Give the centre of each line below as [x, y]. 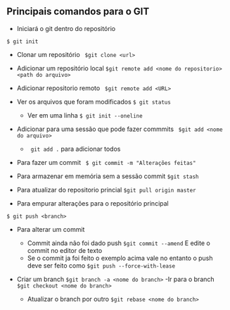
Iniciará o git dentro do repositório [66, 28]
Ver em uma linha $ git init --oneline [85, 115]
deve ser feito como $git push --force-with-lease [101, 265]
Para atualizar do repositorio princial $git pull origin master [106, 190]
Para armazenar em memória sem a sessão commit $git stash [108, 176]
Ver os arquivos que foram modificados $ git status [94, 101]
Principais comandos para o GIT [78, 12]
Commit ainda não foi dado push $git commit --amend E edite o [119, 243]
